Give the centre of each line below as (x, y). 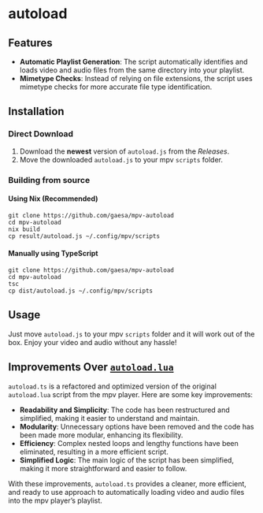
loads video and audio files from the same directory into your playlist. (132, 70)
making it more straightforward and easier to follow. (103, 468)
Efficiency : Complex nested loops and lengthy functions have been (129, 443)
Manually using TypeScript (53, 254)
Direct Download (41, 134)
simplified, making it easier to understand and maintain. (109, 418)
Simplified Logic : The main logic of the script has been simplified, (127, 460)
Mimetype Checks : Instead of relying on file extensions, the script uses (136, 78)
